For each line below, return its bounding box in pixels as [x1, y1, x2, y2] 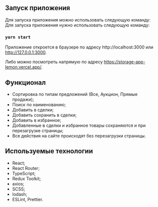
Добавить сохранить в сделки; [12, 112, 77, 118]
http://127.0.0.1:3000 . [5, 49, 47, 55]
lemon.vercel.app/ [5, 64, 41, 70]
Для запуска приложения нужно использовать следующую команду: [5, 22, 150, 28]
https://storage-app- [104, 59, 145, 65]
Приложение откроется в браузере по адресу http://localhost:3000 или [5, 44, 154, 50]
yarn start [5, 34, 31, 40]
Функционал [5, 78, 46, 87]
